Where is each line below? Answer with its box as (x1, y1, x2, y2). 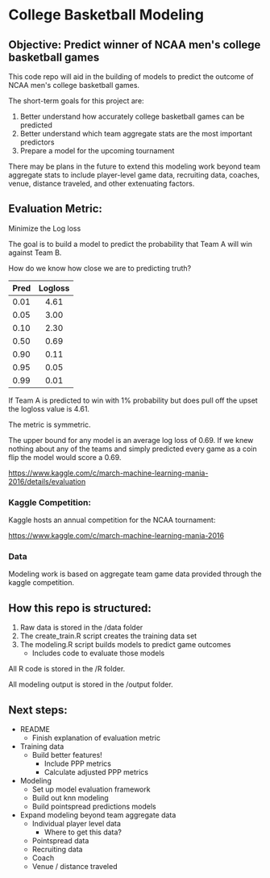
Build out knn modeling (31, 793, 109, 803)
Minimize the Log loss (8, 224, 81, 233)
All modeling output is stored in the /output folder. (8, 679, 173, 689)
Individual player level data (31, 819, 121, 829)
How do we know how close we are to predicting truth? (8, 263, 192, 273)
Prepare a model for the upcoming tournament (19, 146, 175, 155)
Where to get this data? (44, 827, 123, 837)
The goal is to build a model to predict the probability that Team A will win (8, 239, 252, 249)
